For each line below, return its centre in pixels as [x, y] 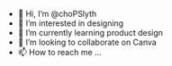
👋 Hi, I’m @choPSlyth [57, 14]
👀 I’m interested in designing [71, 23]
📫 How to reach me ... [59, 52]
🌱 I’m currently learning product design [91, 33]
